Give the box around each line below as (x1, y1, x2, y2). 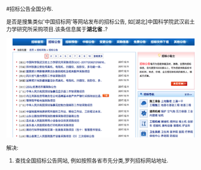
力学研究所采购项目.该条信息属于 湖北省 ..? (6, 26, 108, 32)
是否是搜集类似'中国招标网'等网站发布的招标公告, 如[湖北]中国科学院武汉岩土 (6, 18, 195, 25)
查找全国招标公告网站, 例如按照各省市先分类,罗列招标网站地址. (14, 157, 169, 164)
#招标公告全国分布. (6, 5, 53, 12)
